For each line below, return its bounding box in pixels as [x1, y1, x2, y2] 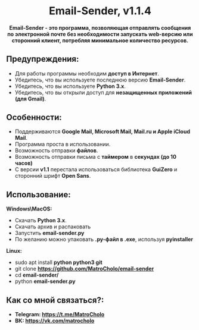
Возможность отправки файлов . [14, 147, 98, 154]
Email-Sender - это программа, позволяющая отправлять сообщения [9, 24, 191, 31]
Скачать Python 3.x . [14, 217, 67, 224]
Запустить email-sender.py [14, 230, 85, 237]
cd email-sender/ [14, 272, 59, 279]
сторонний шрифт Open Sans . [14, 172, 91, 180]
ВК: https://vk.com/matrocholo [14, 317, 95, 325]
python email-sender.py [14, 278, 76, 285]
